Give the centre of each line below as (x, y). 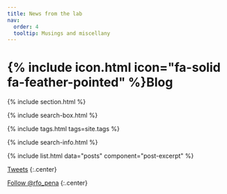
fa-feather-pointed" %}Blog (90, 83)
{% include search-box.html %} (53, 115)
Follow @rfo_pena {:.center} (48, 183)
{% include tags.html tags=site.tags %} (63, 129)
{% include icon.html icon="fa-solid (114, 68)
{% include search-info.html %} (53, 142)
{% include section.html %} (47, 102)
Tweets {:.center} (32, 170)
